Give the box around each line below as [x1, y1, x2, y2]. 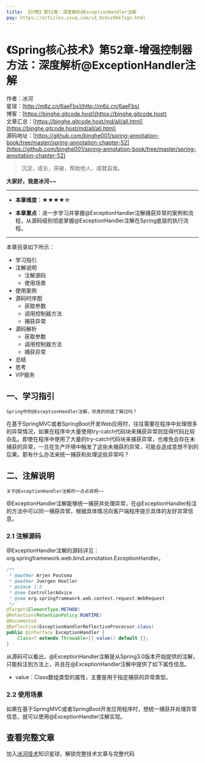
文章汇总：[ [6, 118, 35, 126]
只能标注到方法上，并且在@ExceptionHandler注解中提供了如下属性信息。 [6, 660, 190, 667]
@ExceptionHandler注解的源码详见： [6, 547, 99, 554]
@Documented [6, 618, 37, 625]
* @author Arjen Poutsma [9, 573, 72, 579]
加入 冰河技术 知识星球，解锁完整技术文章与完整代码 [6, 750, 135, 757]
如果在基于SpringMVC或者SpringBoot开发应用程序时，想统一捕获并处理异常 [6, 705, 197, 712]
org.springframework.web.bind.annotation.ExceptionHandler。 [6, 555, 164, 562]
